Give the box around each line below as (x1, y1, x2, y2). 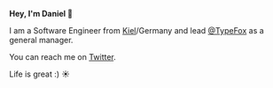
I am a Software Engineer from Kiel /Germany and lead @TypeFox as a (9, 26, 264, 35)
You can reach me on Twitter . (9, 52, 117, 62)
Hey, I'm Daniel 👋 (9, 9, 74, 18)
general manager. (9, 35, 74, 45)
